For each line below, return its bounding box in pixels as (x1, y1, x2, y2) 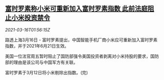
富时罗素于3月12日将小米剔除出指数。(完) (5, 69, 88, 75)
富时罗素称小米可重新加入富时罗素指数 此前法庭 (5, 4, 148, 13)
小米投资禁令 (11, 14, 50, 22)
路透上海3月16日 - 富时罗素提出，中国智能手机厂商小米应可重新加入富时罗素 (5, 37, 158, 43)
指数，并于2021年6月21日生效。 (5, 43, 69, 48)
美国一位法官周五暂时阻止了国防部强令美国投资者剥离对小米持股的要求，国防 (5, 53, 159, 59)
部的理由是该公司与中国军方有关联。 (5, 59, 78, 65)
